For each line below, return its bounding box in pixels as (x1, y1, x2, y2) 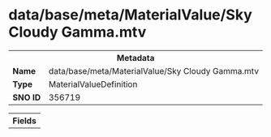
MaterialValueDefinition (48, 79, 138, 90)
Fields (12, 115, 37, 126)
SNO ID (12, 92, 41, 103)
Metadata (116, 52, 155, 63)
